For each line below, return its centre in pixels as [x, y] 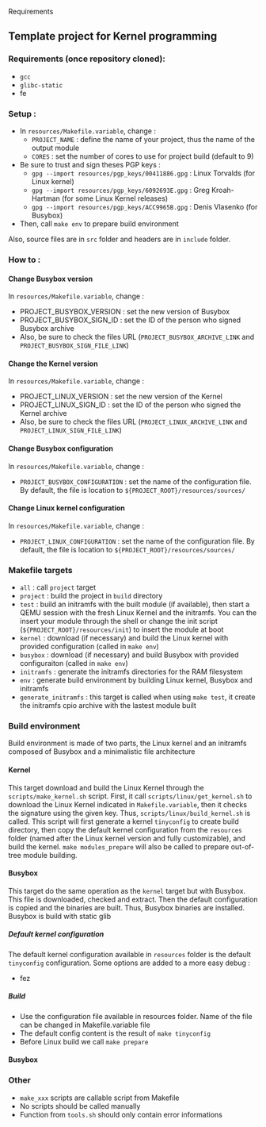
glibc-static [41, 85]
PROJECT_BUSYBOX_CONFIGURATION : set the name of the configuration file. [135, 481]
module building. [50, 855]
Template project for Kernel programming [113, 36]
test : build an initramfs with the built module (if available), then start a [135, 604]
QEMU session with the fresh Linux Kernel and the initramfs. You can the [138, 613]
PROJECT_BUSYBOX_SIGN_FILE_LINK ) [74, 345]
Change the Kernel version [53, 363]
